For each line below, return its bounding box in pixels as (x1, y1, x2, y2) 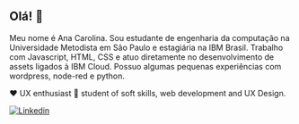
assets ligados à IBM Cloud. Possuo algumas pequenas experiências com (9, 61, 282, 71)
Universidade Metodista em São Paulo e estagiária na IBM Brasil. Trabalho (9, 42, 284, 53)
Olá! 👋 (9, 9, 43, 24)
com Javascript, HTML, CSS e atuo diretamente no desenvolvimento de (9, 51, 275, 62)
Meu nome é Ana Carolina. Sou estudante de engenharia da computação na (9, 32, 290, 43)
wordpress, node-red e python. (9, 70, 126, 81)
